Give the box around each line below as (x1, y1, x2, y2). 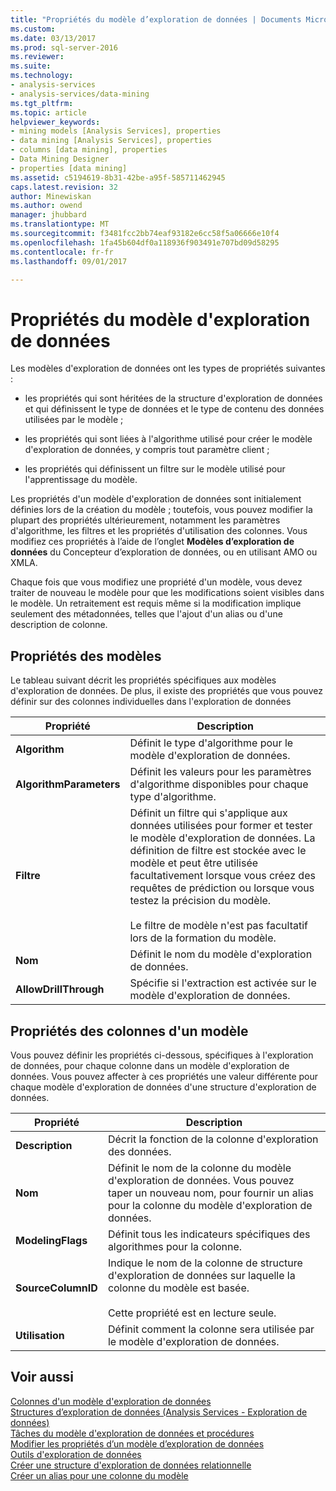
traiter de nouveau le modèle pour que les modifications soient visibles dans (10, 587, 325, 599)
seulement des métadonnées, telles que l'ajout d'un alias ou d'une (10, 608, 283, 620)
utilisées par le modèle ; (24, 414, 124, 426)
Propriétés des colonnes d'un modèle (10, 1022, 249, 1040)
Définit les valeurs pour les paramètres (129, 765, 312, 779)
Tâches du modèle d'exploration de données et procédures (10, 1427, 255, 1439)
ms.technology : (10, 71, 74, 81)
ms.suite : (10, 61, 52, 71)
